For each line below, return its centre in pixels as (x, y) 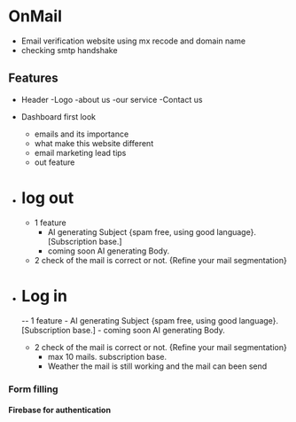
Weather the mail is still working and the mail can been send (157, 366)
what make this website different (94, 143)
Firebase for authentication (60, 410)
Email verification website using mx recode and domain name (133, 41)
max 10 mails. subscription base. (107, 356)
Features (33, 78)
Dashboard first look (58, 116)
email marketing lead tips (80, 152)
